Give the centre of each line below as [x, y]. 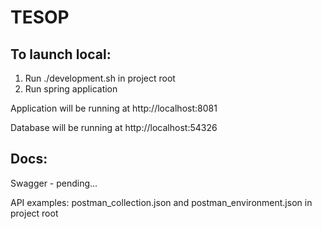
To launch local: [61, 54]
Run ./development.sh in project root [100, 78]
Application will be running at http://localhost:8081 [114, 108]
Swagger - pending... [54, 183]
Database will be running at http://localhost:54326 [114, 127]
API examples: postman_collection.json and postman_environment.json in [161, 202]
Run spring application [71, 89]
